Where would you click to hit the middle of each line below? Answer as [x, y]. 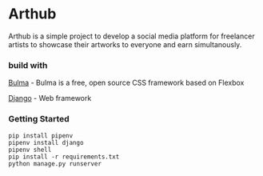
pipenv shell [30, 150]
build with [28, 65]
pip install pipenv [41, 136]
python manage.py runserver [55, 164]
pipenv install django [46, 142]
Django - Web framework [50, 98]
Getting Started [39, 119]
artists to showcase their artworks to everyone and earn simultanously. [125, 44]
